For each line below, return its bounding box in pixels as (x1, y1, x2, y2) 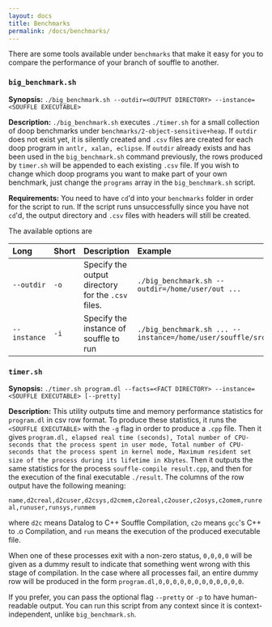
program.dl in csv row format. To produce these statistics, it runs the (8, 415, 237, 424)
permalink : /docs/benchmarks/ (8, 27, 111, 35)
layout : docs (8, 11, 53, 20)
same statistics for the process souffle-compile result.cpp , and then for (8, 463, 253, 473)
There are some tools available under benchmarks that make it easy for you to (8, 49, 264, 59)
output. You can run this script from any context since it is (39, 600, 232, 610)
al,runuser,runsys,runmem (8, 503, 96, 511)
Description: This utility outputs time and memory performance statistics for (8, 406, 264, 416)
